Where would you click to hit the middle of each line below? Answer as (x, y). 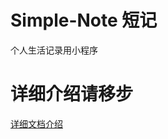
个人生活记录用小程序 (54, 50)
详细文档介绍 (36, 123)
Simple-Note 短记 (84, 20)
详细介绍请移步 (72, 94)
